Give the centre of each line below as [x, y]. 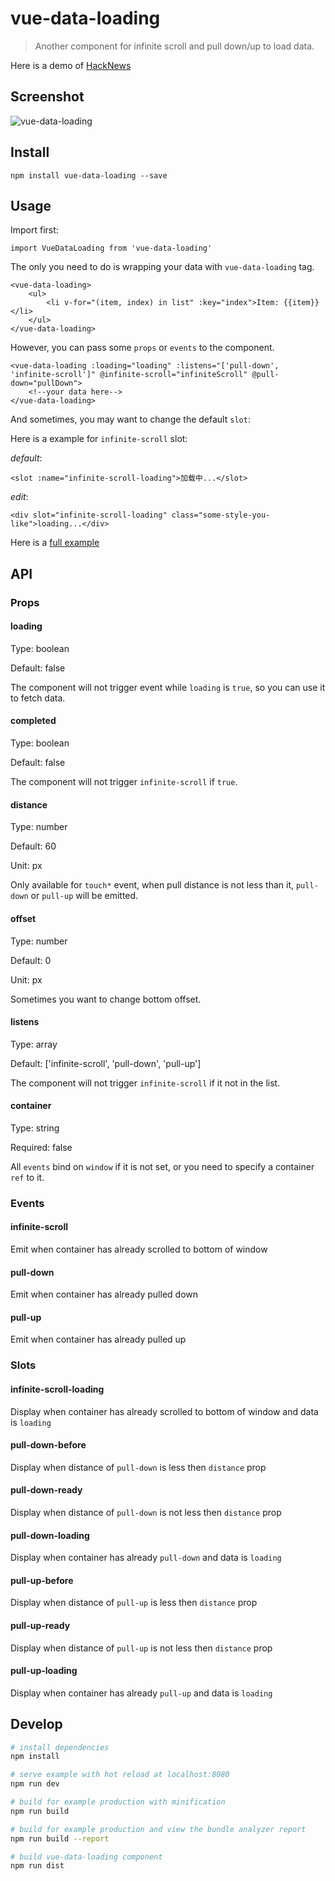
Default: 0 [31, 960]
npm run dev [35, 1784]
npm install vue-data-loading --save [89, 175]
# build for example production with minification [118, 1802]
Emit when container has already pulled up [98, 1339]
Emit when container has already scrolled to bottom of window [139, 1249]
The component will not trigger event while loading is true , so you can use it [168, 687]
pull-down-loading [50, 1535]
